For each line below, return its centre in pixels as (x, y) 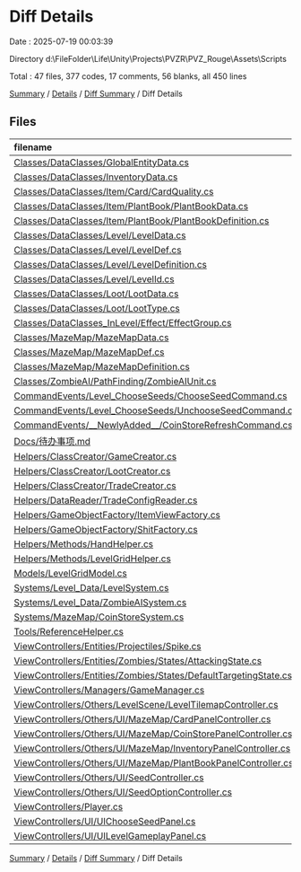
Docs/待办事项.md (52, 441)
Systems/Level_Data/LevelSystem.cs (91, 587)
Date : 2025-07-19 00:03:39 (61, 41)
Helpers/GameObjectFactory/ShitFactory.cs (106, 529)
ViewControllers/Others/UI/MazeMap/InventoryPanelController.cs (152, 748)
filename (33, 147)
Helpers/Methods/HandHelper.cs (84, 543)
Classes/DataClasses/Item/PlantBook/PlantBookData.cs (131, 206)
